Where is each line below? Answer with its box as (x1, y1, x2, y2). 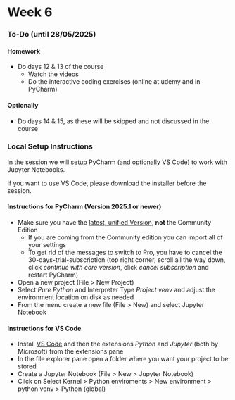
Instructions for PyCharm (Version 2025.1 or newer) (7, 202, 162, 211)
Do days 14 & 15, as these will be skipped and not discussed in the (17, 117, 210, 125)
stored (17, 362, 37, 370)
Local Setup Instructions (7, 142, 93, 151)
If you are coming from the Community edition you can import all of (27, 233, 223, 242)
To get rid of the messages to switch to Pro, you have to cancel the (27, 248, 223, 257)
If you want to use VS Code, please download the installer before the (7, 179, 207, 187)
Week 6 (7, 4, 53, 20)
